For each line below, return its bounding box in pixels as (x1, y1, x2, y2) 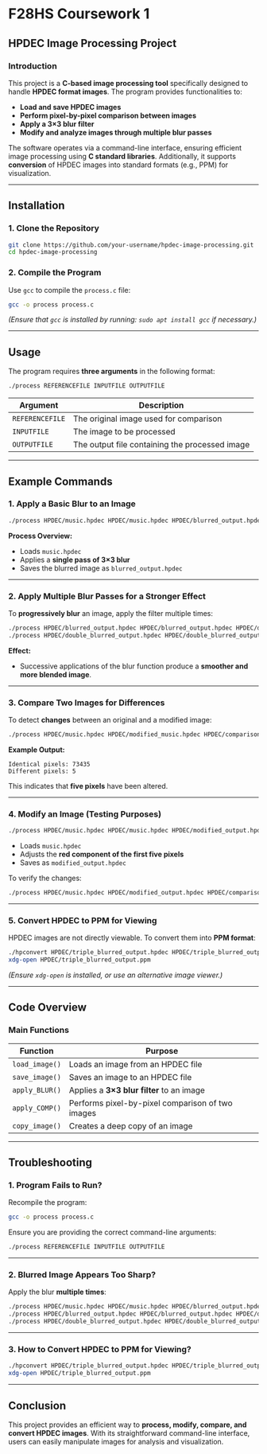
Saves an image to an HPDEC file (68, 1071, 192, 1082)
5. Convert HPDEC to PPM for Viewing (8, 914, 157, 926)
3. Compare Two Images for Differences (8, 697, 165, 708)
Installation (8, 199, 65, 212)
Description (138, 400, 184, 411)
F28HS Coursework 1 (8, 5, 150, 23)
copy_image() (12, 1121, 62, 1130)
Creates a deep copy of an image (68, 1120, 193, 1131)
